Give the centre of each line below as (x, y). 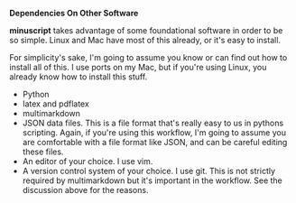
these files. (43, 152)
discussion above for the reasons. (85, 190)
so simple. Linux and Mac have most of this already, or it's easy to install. (145, 40)
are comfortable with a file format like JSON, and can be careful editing (155, 142)
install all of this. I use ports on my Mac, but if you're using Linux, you (138, 67)
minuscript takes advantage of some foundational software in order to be (146, 30)
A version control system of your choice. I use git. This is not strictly (149, 171)
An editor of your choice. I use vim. (88, 161)
